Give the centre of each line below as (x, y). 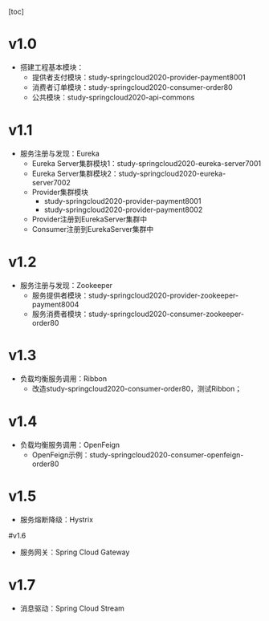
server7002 (51, 182)
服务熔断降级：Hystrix (57, 519)
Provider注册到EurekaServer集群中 (90, 219)
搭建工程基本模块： (52, 67)
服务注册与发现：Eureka (60, 153)
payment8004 (55, 304)
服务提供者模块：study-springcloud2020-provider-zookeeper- (135, 295)
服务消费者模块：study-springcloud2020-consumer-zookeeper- (138, 314)
